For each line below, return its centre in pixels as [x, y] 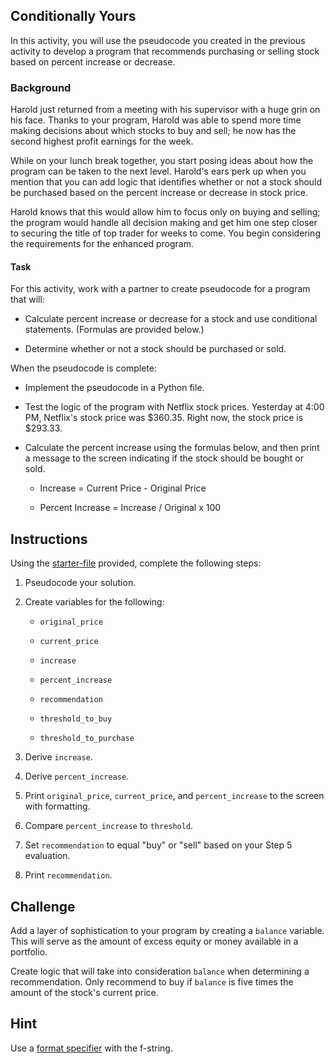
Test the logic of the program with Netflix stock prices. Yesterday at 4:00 [174, 407]
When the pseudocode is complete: [83, 368]
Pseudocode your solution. [80, 583]
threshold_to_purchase [87, 739]
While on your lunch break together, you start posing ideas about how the [162, 161]
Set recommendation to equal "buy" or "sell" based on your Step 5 [158, 845]
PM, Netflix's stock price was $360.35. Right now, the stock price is [164, 418]
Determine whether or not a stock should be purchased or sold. [155, 349]
